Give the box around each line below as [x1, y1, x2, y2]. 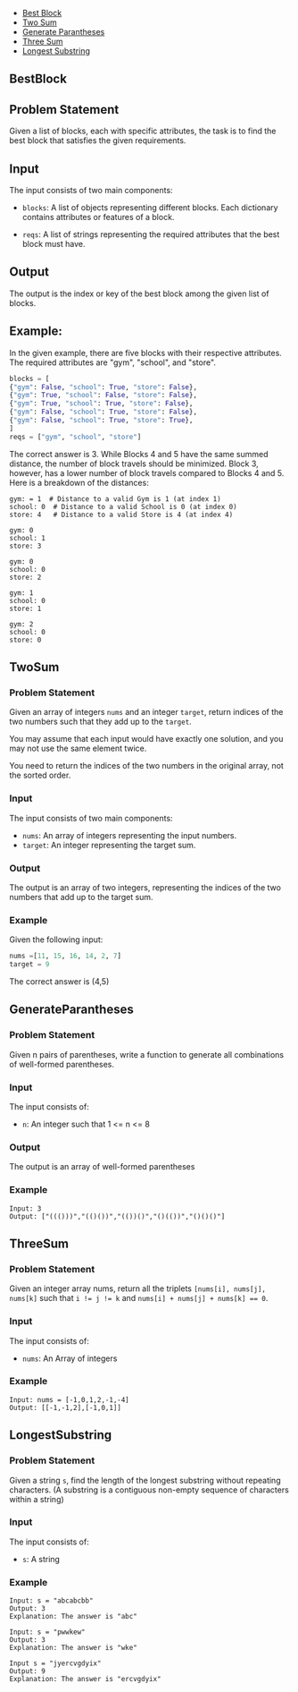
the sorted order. [9, 769, 71, 781]
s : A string [21, 1553, 61, 1564]
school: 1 [9, 533, 46, 542]
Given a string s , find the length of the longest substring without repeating [9, 1475, 281, 1485]
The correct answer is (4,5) [9, 975, 110, 987]
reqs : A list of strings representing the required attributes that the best [21, 229, 280, 240]
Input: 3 [9, 1203, 42, 1213]
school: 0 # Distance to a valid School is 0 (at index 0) [9, 502, 238, 511]
